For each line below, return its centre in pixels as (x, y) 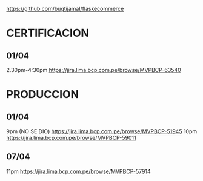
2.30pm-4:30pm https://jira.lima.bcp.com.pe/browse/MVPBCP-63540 (94, 70)
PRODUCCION (43, 95)
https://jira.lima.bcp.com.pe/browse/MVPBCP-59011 (71, 138)
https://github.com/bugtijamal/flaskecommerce (65, 9)
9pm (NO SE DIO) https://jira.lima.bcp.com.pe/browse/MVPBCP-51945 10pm (102, 131)
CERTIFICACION (48, 33)
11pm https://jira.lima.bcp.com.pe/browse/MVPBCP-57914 (78, 171)
